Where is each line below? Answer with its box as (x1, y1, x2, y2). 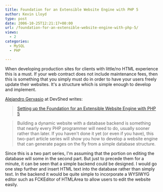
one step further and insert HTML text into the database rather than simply (5, 166, 155, 171)
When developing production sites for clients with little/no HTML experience (5, 65, 159, 71)
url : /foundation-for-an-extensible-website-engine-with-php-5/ (5, 25, 139, 30)
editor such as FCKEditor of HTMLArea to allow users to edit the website (5, 176, 151, 182)
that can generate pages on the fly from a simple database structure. (17, 141, 156, 147)
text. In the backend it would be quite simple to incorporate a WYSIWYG (5, 171, 150, 177)
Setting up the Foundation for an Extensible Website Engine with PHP (17, 106, 156, 111)
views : (5, 30, 19, 35)
